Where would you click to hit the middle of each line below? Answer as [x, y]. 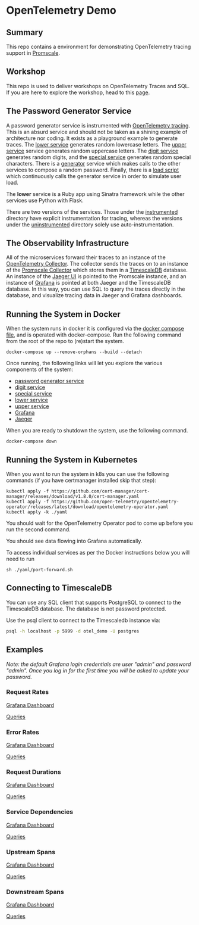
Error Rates [23, 732]
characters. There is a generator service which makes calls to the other [94, 163]
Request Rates [28, 692]
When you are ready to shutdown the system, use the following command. [97, 431]
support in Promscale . [33, 53]
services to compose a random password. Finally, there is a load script [93, 170]
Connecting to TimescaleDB [59, 588]
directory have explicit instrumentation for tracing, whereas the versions [94, 218]
